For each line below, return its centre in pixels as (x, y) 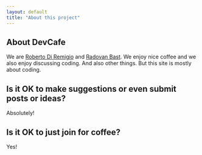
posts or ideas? (36, 98)
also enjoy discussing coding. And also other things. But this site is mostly (99, 63)
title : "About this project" (43, 18)
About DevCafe (36, 42)
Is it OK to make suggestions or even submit (91, 89)
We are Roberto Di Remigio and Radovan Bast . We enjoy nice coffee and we (101, 57)
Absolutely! (20, 113)
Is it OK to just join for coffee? (63, 132)
